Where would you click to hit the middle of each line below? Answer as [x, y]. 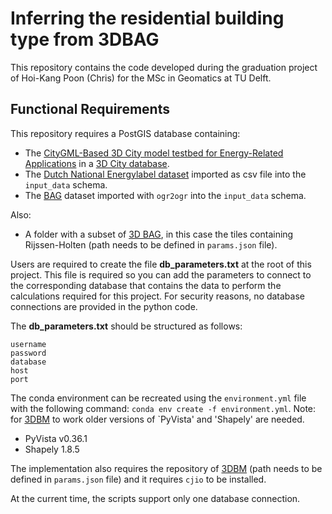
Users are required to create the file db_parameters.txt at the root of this [161, 264]
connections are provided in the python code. [104, 306]
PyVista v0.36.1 [56, 438]
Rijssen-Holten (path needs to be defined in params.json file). [151, 244]
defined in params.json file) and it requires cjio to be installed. [138, 479]
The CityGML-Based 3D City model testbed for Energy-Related [154, 153]
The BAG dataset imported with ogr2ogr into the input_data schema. [165, 195]
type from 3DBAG [85, 39]
